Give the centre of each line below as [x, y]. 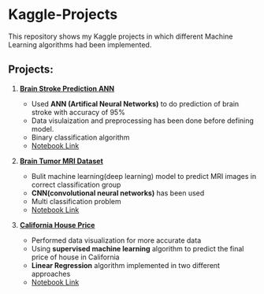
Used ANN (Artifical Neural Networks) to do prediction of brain [135, 103]
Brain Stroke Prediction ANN [67, 88]
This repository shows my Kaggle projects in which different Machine [121, 36]
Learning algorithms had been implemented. [80, 44]
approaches [51, 274]
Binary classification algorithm [80, 137]
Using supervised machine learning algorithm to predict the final [138, 248]
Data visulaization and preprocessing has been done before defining [143, 121]
